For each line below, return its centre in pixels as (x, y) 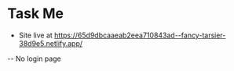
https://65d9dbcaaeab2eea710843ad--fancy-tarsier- (140, 35)
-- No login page (34, 59)
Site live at (35, 35)
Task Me (36, 14)
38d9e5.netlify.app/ (51, 43)
